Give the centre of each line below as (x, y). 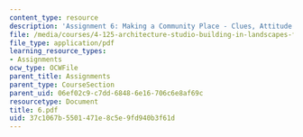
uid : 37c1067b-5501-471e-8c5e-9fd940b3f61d (92, 118)
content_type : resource (54, 18)
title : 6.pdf (34, 110)
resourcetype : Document (54, 101)
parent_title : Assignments (60, 77)
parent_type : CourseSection (62, 85)
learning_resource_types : (58, 51)
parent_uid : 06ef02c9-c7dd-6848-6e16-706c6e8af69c (106, 93)
